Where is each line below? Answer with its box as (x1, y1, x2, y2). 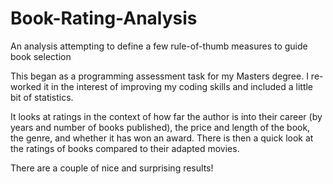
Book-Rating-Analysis (10, 7, 198, 30)
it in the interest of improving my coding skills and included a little (43, 80, 314, 92)
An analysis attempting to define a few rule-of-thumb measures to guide (10, 40, 308, 52)
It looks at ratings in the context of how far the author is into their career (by (10, 110, 323, 122)
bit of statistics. (10, 91, 74, 103)
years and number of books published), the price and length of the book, (10, 121, 311, 133)
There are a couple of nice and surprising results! (10, 162, 214, 174)
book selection (10, 50, 72, 62)
